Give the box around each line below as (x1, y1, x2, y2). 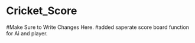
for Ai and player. (6, 29, 48, 37)
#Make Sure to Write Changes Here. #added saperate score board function (6, 24, 190, 31)
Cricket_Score (6, 4, 77, 18)
